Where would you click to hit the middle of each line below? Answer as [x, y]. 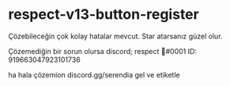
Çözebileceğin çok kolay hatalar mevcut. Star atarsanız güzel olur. [115, 36]
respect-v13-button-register [104, 14]
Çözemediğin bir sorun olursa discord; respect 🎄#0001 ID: [103, 51]
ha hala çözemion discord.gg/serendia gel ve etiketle [94, 74]
